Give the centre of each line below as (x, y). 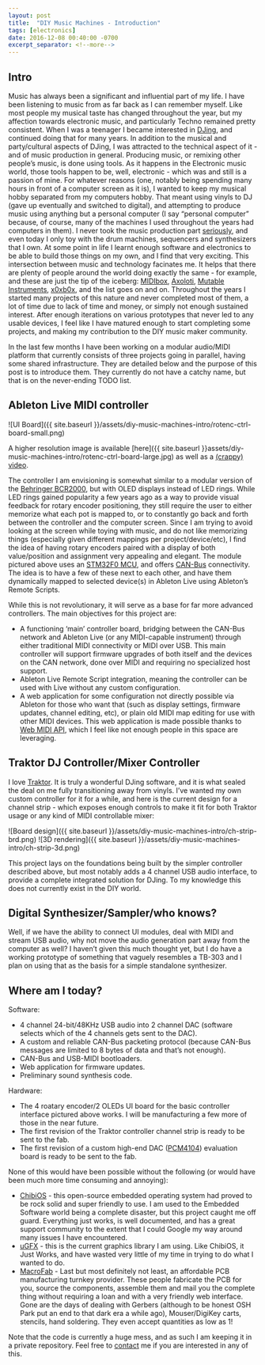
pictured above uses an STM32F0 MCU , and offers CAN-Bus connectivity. (129, 564)
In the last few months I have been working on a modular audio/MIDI (119, 347)
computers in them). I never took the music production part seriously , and (128, 230)
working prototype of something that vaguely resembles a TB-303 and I (125, 957)
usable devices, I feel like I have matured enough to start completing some (129, 323)
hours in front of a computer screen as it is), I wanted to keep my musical (127, 188)
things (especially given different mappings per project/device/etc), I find (127, 539)
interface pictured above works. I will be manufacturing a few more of (133, 1115)
